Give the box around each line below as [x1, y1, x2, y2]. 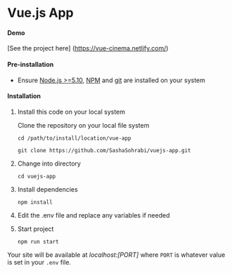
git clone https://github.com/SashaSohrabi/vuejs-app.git [17, 147, 191, 154]
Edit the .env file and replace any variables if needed [17, 211, 170, 219]
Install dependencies [17, 185, 79, 194]
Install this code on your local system [17, 107, 125, 116]
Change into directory [17, 159, 81, 168]
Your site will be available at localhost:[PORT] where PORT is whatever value [7, 251, 226, 259]
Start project [17, 225, 54, 233]
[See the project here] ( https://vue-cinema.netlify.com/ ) [7, 44, 169, 53]
